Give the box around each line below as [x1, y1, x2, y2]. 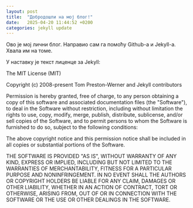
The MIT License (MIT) [6, 70, 62, 77]
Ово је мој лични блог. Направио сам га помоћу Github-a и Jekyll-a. [6, 41, 176, 48]
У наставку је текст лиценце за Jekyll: [6, 59, 101, 66]
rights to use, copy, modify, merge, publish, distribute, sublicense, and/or [6, 111, 183, 118]
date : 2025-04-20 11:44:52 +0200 [6, 19, 93, 25]
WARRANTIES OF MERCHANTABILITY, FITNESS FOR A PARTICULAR [6, 165, 172, 172]
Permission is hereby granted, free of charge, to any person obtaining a [6, 93, 179, 100]
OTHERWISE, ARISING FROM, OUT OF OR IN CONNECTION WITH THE [6, 190, 177, 197]
